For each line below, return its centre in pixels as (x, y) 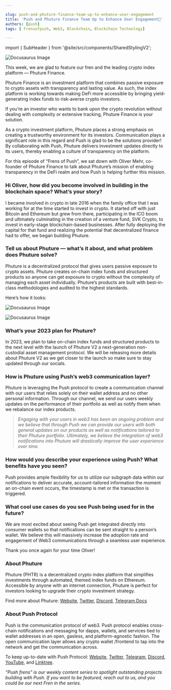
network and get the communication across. (52, 647)
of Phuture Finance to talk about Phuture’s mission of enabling (88, 167)
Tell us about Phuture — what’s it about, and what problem (79, 249)
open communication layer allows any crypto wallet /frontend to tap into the (85, 642)
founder (14, 167)
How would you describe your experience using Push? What (82, 460)
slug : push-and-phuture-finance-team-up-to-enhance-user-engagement (80, 14)
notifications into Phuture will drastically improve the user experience (91, 441)
